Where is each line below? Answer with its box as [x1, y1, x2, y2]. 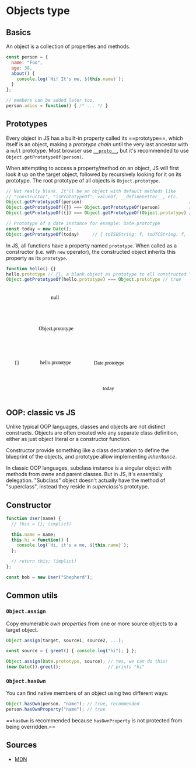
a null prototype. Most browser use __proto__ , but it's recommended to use [6, 147, 190, 154]
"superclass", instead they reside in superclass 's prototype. [6, 483, 150, 490]
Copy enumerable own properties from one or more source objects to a [6, 620, 178, 627]
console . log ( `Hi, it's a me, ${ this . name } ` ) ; [16, 542, 129, 548]
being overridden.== [6, 724, 56, 731]
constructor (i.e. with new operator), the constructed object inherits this [6, 248, 176, 255]
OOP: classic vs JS [6, 408, 76, 418]
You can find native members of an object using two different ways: [6, 690, 169, 697]
